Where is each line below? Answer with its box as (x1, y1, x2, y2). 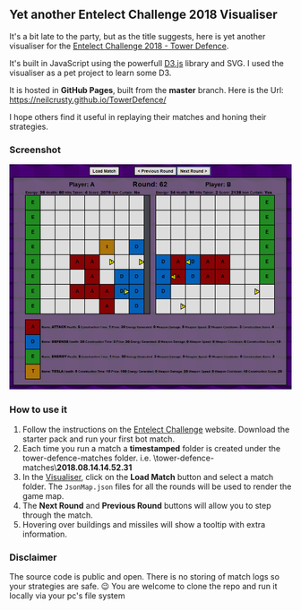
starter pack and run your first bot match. (21, 434, 176, 444)
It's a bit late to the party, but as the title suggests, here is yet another (9, 30, 266, 41)
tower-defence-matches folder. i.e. (21, 452, 152, 463)
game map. (21, 490, 64, 501)
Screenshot (9, 143, 61, 156)
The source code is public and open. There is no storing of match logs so (9, 571, 280, 582)
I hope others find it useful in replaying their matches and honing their (9, 111, 267, 122)
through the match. (21, 510, 94, 520)
